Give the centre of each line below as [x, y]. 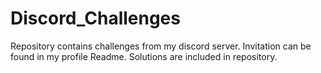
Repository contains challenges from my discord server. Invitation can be [161, 46]
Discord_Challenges [95, 18]
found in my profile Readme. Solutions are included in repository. [144, 56]
